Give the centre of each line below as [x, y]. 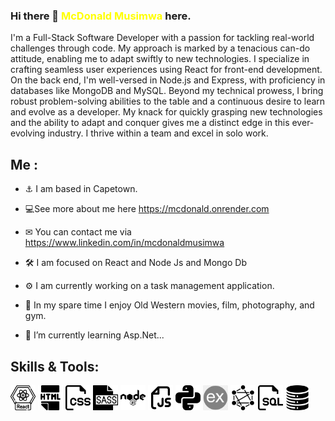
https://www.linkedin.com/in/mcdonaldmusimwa [124, 243]
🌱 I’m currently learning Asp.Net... [94, 335]
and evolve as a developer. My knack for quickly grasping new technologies [166, 112]
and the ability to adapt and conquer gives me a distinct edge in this [150, 123]
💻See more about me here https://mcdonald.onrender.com [147, 209]
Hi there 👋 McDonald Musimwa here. [101, 16]
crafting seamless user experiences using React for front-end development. [166, 70]
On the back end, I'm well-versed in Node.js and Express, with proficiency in [168, 80]
